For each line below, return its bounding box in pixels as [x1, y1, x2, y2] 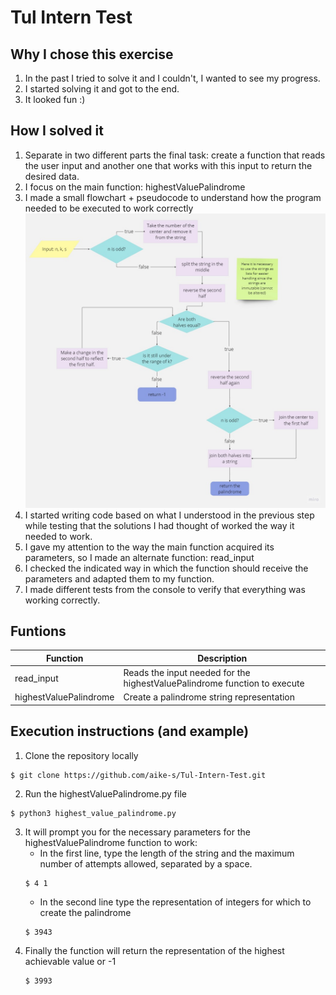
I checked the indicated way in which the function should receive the [24, 562, 309, 574]
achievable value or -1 [24, 955, 117, 967]
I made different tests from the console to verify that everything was [24, 583, 306, 595]
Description [197, 652, 248, 664]
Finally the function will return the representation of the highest [24, 944, 285, 956]
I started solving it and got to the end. [24, 83, 180, 95]
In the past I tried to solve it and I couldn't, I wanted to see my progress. [24, 72, 321, 84]
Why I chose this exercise [10, 46, 174, 63]
